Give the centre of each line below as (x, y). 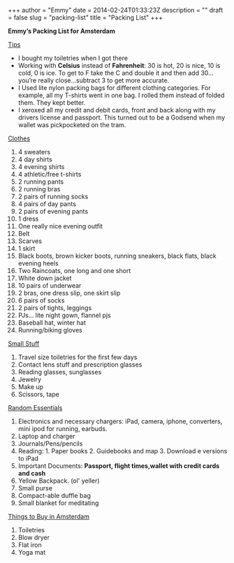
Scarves (30, 241)
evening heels (38, 263)
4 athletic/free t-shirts (50, 174)
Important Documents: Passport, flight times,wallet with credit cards (119, 466)
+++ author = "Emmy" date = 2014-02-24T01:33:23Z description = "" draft (116, 10)
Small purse (35, 488)
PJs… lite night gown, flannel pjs (64, 315)
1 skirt (27, 248)
